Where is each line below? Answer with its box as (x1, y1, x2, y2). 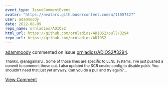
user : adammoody (5, 17, 39, 22)
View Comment (5, 76, 37, 82)
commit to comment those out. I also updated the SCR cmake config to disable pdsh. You (5, 63, 159, 68)
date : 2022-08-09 (5, 21, 42, 27)
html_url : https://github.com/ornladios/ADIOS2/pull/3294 (5, 31, 129, 36)
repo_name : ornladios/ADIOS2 (5, 26, 66, 31)
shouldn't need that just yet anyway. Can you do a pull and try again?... (5, 67, 127, 73)
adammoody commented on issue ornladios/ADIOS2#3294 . (5, 49, 129, 55)
